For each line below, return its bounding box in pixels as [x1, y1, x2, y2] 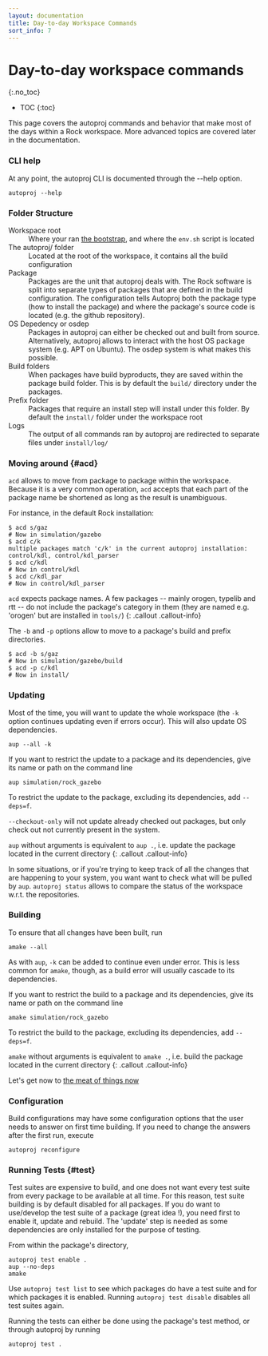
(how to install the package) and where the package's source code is [28, 301, 255, 312]
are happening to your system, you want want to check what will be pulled [8, 873, 253, 882]
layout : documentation [8, 11, 84, 20]
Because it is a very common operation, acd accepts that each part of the [8, 484, 249, 494]
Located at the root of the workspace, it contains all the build [28, 251, 229, 260]
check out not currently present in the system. [8, 825, 160, 834]
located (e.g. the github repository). [28, 310, 145, 320]
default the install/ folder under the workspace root [28, 412, 203, 422]
